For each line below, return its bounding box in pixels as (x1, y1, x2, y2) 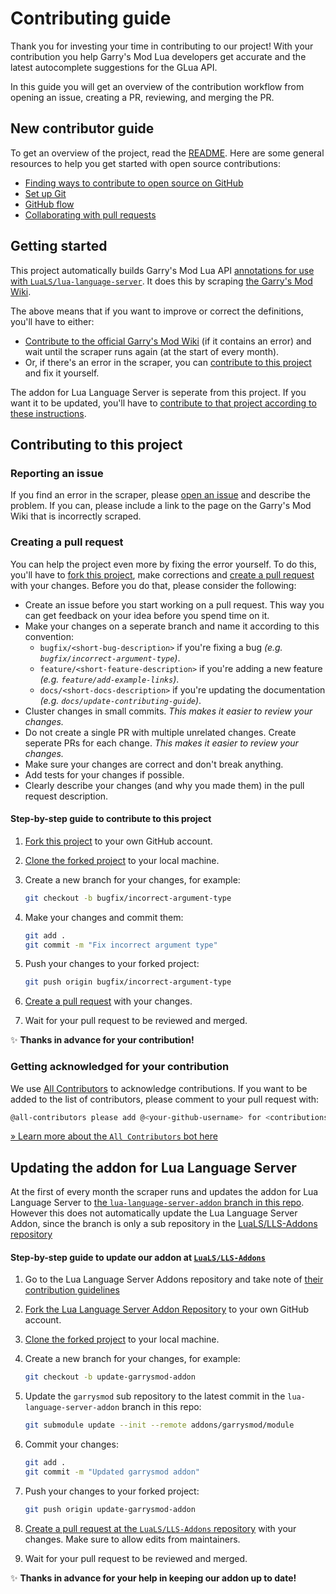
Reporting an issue (10, 466, 104, 480)
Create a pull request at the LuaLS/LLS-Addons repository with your (24, 1522, 297, 1534)
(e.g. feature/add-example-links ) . (39, 673, 180, 685)
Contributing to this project (10, 436, 183, 453)
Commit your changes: (24, 1438, 119, 1451)
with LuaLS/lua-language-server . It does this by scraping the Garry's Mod (10, 275, 313, 287)
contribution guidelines (24, 1284, 120, 1296)
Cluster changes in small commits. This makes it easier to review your (24, 705, 313, 717)
